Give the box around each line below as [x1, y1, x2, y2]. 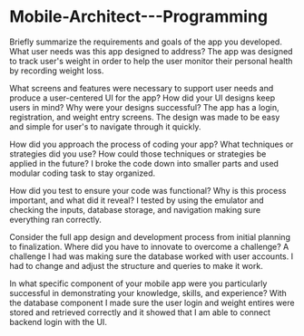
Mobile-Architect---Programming [9, 6, 269, 27]
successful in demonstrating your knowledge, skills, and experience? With [9, 287, 288, 298]
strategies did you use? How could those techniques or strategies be [9, 148, 267, 159]
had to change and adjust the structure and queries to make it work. [9, 260, 263, 271]
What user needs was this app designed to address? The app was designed [9, 45, 293, 56]
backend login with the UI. [9, 316, 107, 327]
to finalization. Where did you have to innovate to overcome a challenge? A [9, 241, 289, 252]
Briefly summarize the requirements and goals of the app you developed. [9, 36, 283, 47]
